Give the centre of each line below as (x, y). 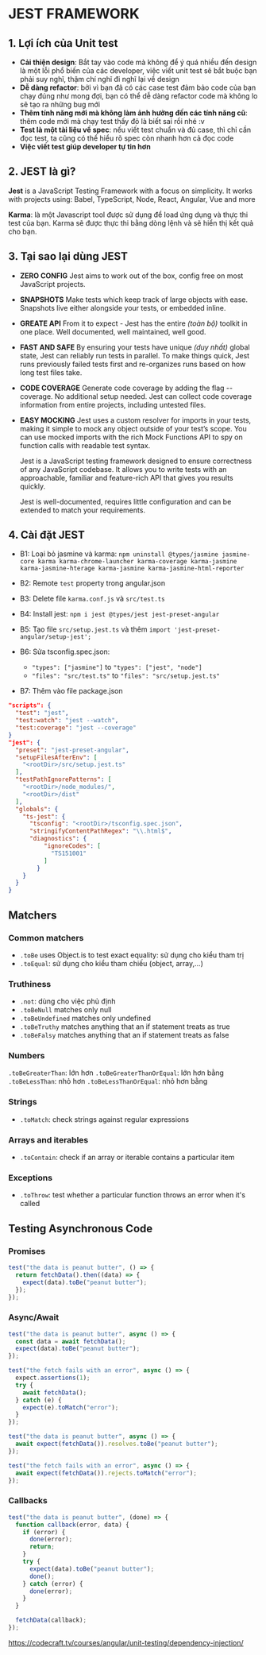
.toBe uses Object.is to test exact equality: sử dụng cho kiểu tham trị (132, 955)
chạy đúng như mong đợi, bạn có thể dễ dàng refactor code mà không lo (139, 96)
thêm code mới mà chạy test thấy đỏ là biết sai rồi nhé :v (112, 121)
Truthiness (30, 984)
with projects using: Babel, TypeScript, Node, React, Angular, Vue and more (132, 199)
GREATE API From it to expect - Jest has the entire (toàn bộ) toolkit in (133, 323)
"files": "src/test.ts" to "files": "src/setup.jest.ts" (126, 675)
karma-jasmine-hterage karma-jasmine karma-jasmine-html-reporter (132, 569)
